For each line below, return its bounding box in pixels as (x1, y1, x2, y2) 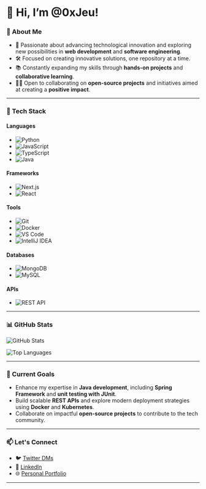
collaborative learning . (15, 73, 75, 80)
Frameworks (6, 170, 39, 177)
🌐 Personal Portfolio (15, 470, 66, 477)
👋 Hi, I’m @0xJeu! (6, 6, 99, 20)
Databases (6, 251, 35, 259)
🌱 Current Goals (6, 370, 55, 378)
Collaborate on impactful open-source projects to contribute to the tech (15, 410, 198, 417)
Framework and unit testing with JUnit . (15, 390, 116, 398)
